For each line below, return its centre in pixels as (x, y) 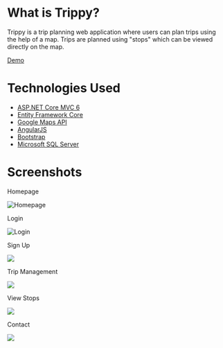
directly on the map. (36, 46)
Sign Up (19, 245)
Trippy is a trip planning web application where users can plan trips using (111, 32)
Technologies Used (64, 88)
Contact (18, 324)
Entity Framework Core (50, 114)
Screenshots (45, 172)
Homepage (23, 191)
